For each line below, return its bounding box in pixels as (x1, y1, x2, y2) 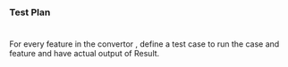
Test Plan (9, 6, 51, 19)
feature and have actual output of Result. (9, 48, 160, 59)
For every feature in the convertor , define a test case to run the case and (9, 39, 280, 49)
